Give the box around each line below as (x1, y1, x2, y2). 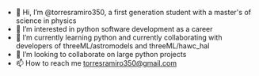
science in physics (15, 16, 77, 25)
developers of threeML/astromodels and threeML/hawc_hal (15, 41, 210, 51)
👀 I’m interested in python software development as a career (15, 25, 213, 33)
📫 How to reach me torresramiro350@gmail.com (15, 59, 177, 67)
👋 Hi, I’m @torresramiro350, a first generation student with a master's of (15, 8, 252, 17)
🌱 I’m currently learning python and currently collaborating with (15, 32, 223, 42)
